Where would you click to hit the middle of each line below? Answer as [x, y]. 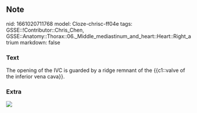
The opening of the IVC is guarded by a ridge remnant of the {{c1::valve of [96, 70]
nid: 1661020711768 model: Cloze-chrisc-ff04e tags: [69, 23]
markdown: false [40, 42]
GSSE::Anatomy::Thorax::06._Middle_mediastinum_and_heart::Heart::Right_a [98, 36]
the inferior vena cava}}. [36, 77]
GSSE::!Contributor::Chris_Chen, [45, 30]
